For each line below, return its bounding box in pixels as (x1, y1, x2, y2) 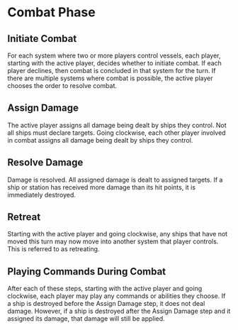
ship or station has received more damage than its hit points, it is (7, 182, 196, 192)
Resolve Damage (7, 157, 84, 169)
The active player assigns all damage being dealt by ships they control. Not (7, 121, 227, 129)
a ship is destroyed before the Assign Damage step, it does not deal (7, 299, 205, 308)
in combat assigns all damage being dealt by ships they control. (7, 136, 193, 144)
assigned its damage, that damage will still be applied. (7, 314, 165, 323)
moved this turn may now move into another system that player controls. (7, 237, 219, 246)
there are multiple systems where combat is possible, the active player (7, 74, 214, 82)
